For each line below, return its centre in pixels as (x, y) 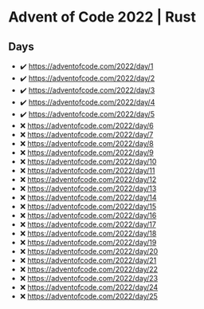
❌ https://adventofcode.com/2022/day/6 (86, 125)
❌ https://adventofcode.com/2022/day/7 (86, 135)
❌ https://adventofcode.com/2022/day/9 (86, 153)
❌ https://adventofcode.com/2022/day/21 (88, 260)
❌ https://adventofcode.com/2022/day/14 (88, 197)
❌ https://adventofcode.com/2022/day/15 (88, 206)
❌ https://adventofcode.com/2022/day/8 (86, 143)
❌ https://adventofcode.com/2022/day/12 (88, 179)
